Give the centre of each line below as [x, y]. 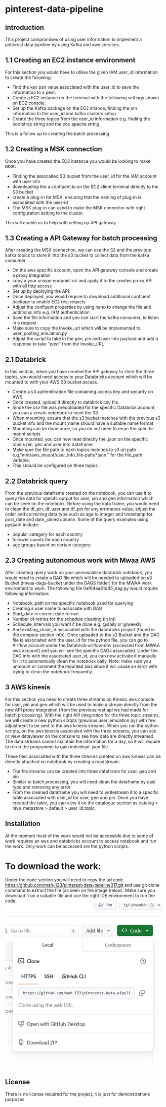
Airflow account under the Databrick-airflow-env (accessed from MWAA [86, 645]
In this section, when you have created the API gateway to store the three [80, 372]
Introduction [25, 28]
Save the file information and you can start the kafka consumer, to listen [85, 318]
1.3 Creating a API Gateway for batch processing [81, 238]
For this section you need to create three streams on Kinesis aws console [80, 699]
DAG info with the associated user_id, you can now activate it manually [84, 655]
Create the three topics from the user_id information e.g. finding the [81, 119]
